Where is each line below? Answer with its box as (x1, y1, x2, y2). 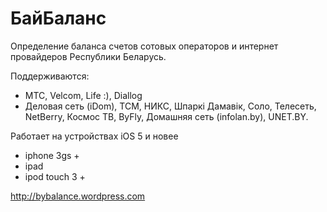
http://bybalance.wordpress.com (10, 190, 146, 202)
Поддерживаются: (10, 70, 90, 82)
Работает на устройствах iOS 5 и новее (10, 130, 179, 142)
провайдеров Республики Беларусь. (10, 50, 167, 62)
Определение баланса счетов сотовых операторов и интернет (10, 40, 279, 52)
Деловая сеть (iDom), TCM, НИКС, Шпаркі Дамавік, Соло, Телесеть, (24, 100, 317, 112)
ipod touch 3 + (24, 170, 86, 182)
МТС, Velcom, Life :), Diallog (24, 89, 143, 101)
